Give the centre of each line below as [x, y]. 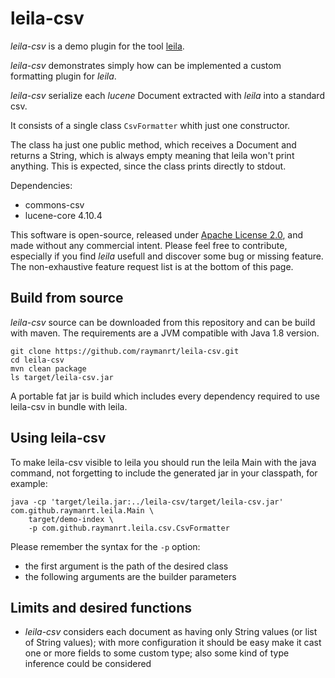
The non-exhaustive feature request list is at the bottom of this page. [152, 266]
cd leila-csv [37, 360]
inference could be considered [88, 664]
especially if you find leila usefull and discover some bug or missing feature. [167, 256]
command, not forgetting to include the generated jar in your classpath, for [164, 473]
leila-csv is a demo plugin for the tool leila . [97, 46]
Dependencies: [41, 185]
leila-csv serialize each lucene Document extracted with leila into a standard [167, 95]
